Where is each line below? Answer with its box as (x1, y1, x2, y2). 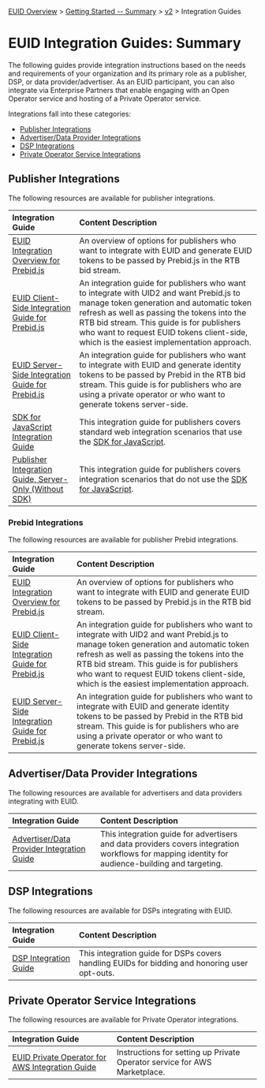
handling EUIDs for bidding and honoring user (78, 957, 248, 968)
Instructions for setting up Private (116, 1047, 241, 1058)
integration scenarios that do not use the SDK (79, 473, 248, 484)
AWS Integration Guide (12, 1062, 97, 1073)
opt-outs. (78, 967, 115, 978)
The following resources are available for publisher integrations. (8, 193, 215, 203)
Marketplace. (116, 1067, 166, 1078)
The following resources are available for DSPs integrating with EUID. (8, 906, 233, 915)
